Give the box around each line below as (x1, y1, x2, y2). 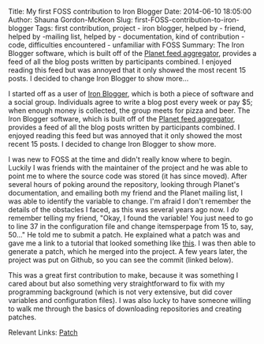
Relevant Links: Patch (8, 327, 78, 337)
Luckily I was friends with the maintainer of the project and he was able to (8, 163, 248, 172)
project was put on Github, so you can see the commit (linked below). (8, 256, 234, 264)
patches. (8, 312, 37, 322)
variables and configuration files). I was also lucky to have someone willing (8, 296, 251, 305)
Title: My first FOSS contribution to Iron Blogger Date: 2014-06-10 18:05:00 (8, 7, 252, 16)
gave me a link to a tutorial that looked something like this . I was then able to (8, 238, 256, 248)
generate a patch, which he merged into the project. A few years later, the (8, 247, 248, 256)
